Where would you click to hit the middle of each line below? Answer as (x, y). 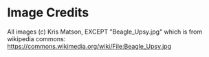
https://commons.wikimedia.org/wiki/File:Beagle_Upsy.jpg (89, 46)
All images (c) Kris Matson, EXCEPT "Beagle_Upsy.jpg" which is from (105, 32)
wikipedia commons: (36, 38)
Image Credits (48, 13)
